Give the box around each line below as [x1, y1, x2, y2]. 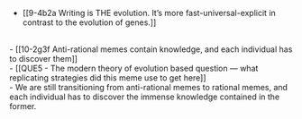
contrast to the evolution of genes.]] [22, 17, 157, 28]
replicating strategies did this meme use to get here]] [9, 72, 206, 83]
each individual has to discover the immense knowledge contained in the [9, 91, 280, 102]
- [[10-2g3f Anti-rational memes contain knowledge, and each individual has [9, 44, 293, 55]
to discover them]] [9, 54, 78, 64]
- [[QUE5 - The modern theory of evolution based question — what [9, 63, 259, 73]
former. [9, 101, 37, 111]
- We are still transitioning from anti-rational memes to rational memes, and [9, 82, 288, 92]
